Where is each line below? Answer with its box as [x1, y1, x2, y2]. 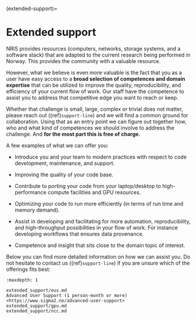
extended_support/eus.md [6, 287, 67, 293]
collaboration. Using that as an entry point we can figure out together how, [6, 118, 187, 125]
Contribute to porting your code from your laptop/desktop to [14, 182, 161, 189]
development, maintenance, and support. [14, 159, 115, 167]
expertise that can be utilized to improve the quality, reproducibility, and [6, 81, 181, 88]
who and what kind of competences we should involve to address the [6, 124, 175, 131]
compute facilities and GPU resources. [48, 189, 141, 196]
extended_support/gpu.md [6, 303, 67, 309]
